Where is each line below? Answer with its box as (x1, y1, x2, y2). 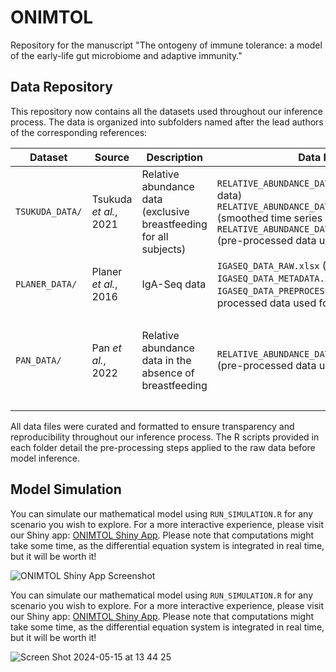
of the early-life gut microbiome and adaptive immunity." (10, 49, 243, 61)
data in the (141, 353, 192, 367)
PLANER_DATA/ (15, 278, 78, 290)
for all (141, 229, 169, 243)
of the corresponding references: (10, 126, 148, 138)
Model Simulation (10, 481, 122, 498)
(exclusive (141, 204, 190, 218)
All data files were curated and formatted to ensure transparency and (10, 420, 295, 432)
